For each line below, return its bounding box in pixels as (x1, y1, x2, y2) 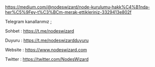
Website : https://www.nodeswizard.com (5, 47, 87, 52)
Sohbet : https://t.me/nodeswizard (5, 28, 74, 33)
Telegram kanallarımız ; (5, 19, 52, 24)
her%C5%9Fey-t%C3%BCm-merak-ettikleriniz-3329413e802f (5, 9, 132, 15)
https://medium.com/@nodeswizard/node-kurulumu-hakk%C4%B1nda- (5, 4, 150, 10)
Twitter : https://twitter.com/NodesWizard (5, 56, 89, 62)
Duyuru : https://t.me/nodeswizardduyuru (5, 37, 89, 43)
